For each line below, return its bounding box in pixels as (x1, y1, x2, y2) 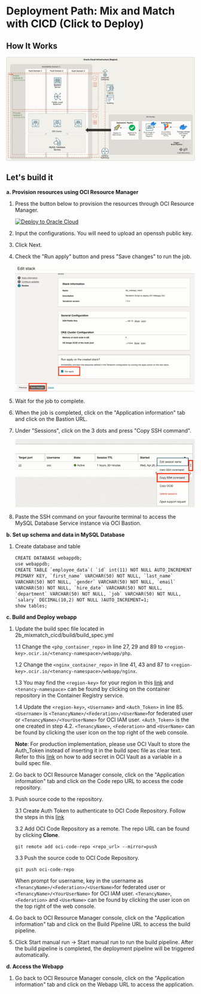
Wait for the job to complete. (14, 397, 86, 405)
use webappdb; (14, 561, 50, 567)
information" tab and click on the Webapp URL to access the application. (14, 981, 194, 988)
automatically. (14, 951, 50, 958)
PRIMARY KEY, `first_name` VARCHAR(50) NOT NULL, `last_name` (14, 573, 173, 579)
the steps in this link (14, 813, 65, 820)
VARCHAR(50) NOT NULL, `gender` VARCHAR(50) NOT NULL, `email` (14, 579, 176, 585)
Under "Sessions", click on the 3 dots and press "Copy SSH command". (14, 427, 191, 434)
